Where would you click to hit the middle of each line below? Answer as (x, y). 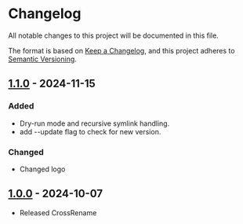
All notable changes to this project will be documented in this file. (114, 35)
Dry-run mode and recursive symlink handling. (94, 123)
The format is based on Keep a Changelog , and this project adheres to (121, 50)
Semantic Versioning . (42, 59)
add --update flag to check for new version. (90, 131)
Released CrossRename (58, 212)
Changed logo (42, 169)
